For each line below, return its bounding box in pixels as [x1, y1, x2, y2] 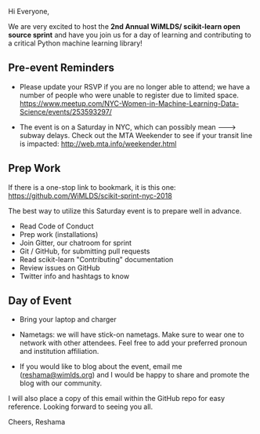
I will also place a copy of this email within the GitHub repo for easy [8, 394, 226, 403]
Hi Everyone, [8, 7, 49, 16]
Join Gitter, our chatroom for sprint [19, 238, 132, 247]
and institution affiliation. [19, 347, 99, 356]
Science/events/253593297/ [19, 107, 112, 116]
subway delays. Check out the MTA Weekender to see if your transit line [19, 130, 253, 140]
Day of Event [8, 294, 72, 308]
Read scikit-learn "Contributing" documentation [19, 254, 174, 264]
